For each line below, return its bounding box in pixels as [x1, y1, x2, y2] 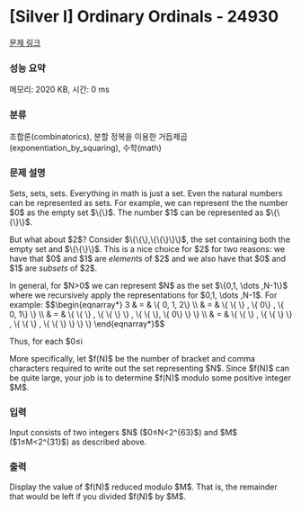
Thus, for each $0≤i [9, 336, 84, 346]
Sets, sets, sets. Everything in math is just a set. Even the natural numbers [9, 187, 283, 199]
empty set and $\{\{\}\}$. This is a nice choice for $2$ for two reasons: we [9, 243, 286, 254]
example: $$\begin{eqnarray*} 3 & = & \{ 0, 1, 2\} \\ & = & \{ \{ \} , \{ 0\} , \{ [9, 299, 285, 309]
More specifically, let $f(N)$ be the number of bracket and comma [9, 353, 256, 363]
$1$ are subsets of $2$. [9, 263, 98, 273]
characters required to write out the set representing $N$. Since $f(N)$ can [9, 363, 290, 373]
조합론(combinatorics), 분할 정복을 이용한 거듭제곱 [9, 130, 188, 141]
